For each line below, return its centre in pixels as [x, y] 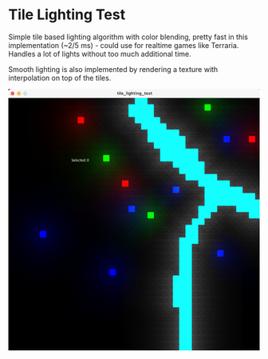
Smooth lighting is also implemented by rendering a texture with [113, 69]
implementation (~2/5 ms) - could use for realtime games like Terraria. [124, 45]
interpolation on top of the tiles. [60, 78]
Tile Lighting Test [67, 15]
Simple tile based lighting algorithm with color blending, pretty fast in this [128, 37]
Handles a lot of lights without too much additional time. [100, 54]
